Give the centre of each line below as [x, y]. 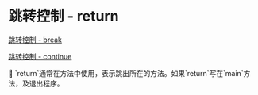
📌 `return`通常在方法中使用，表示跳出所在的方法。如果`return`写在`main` [126, 73]
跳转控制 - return [64, 16]
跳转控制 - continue [40, 56]
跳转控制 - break [35, 40]
